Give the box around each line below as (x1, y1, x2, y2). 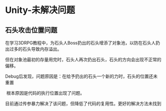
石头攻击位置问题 (5, 26, 57, 34)
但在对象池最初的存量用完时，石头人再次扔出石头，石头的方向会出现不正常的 (5, 56, 162, 62)
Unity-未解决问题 (5, 4, 75, 16)
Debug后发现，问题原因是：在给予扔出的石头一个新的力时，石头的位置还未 (5, 73, 158, 79)
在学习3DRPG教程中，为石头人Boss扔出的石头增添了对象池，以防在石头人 (5, 40, 156, 46)
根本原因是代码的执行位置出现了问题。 (6, 90, 85, 96)
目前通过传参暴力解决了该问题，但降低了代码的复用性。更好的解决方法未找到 (5, 101, 162, 107)
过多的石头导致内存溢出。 (9, 46, 62, 52)
